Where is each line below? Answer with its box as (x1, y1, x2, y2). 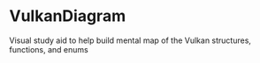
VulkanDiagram (9, 6, 126, 26)
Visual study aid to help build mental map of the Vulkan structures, (9, 35, 252, 45)
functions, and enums (9, 44, 88, 54)
